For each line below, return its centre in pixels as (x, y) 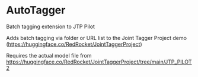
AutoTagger (36, 10)
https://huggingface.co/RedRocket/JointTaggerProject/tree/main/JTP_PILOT (99, 62)
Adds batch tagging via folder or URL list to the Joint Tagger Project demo (96, 38)
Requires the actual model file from (49, 55)
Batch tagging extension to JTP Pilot (50, 26)
